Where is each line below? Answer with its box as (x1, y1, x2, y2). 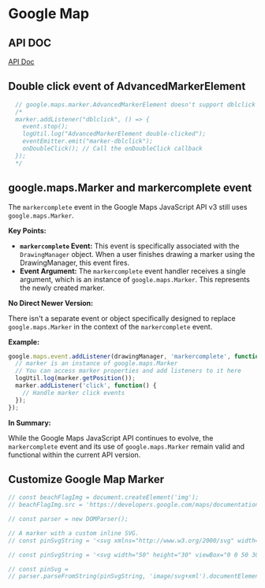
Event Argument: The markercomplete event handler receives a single (19, 266, 246, 276)
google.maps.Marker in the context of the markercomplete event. (8, 322, 213, 331)
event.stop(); (22, 123, 69, 131)
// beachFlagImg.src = (8, 501, 83, 509)
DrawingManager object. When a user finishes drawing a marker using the (19, 249, 256, 259)
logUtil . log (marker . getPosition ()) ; (15, 374, 136, 382)
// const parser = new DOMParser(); (8, 515, 129, 523)
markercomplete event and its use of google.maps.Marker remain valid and (8, 441, 245, 451)
